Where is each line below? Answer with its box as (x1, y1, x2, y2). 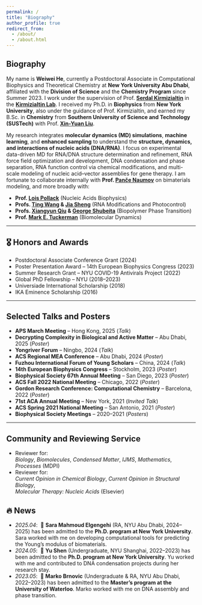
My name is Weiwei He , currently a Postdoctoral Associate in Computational (6, 75, 195, 82)
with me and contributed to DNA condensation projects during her (14, 560, 179, 567)
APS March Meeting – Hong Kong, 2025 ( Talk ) (14, 327, 131, 335)
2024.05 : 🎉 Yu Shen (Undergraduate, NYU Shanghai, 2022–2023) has (14, 547, 191, 554)
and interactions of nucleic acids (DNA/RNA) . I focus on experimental (6, 144, 182, 151)
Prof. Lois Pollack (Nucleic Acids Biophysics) (14, 194, 127, 202)
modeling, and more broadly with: (6, 182, 90, 190)
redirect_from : (6, 25, 44, 32)
